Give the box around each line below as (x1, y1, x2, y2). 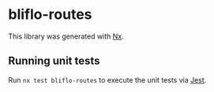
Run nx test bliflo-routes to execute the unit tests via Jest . (8, 75, 207, 84)
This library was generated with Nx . (8, 31, 124, 41)
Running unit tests (8, 54, 100, 68)
